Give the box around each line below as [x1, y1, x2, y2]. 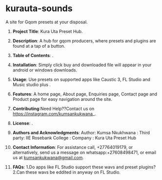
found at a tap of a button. [12, 43, 65, 49]
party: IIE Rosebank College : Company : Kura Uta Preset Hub [12, 135, 136, 141]
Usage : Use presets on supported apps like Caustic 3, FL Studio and [12, 76, 151, 82]
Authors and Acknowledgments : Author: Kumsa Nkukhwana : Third [12, 129, 150, 135]
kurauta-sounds [5, 3, 73, 14]
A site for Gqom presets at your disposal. [5, 19, 88, 25]
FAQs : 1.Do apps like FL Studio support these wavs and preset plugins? [12, 164, 156, 170]
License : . [12, 120, 33, 126]
